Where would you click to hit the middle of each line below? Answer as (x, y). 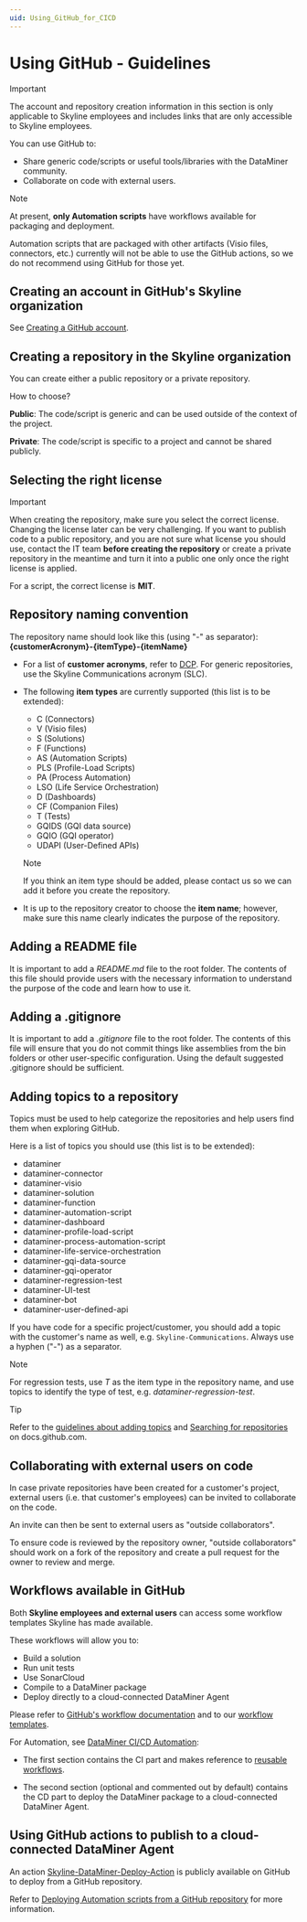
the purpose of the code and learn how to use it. (101, 988)
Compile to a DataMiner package (85, 1687)
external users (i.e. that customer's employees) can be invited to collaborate (153, 1498)
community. (45, 171)
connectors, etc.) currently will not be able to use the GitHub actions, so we (152, 253)
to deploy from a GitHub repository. (76, 1881)
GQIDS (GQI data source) (84, 826)
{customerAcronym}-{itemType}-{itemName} (99, 646)
